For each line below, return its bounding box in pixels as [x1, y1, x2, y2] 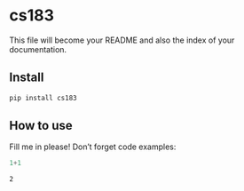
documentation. [9, 44, 67, 54]
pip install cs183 [9, 93, 77, 102]
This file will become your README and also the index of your [9, 35, 235, 45]
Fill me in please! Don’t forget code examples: [9, 141, 177, 152]
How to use [9, 118, 73, 133]
